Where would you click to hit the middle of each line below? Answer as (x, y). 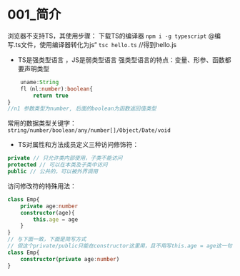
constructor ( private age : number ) (70, 259)
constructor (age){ (47, 213)
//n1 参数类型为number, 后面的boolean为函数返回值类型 (82, 109)
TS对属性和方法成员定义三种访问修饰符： (78, 145)
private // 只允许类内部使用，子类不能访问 (65, 158)
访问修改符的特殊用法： (42, 185)
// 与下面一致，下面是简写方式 (47, 240)
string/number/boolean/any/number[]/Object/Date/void (89, 131)
